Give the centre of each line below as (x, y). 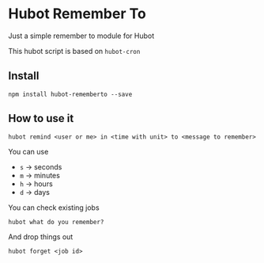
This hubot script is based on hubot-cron (74, 51)
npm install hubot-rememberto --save (70, 94)
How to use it (41, 118)
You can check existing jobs (54, 208)
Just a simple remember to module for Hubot (81, 36)
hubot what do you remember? (56, 222)
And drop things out (41, 236)
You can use (28, 151)
